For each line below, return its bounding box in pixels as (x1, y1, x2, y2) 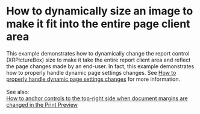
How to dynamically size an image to (6, 4, 193, 18)
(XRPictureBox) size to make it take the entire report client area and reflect (6, 56, 191, 63)
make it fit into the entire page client (6, 17, 191, 31)
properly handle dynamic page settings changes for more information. (6, 75, 181, 83)
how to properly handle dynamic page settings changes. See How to (6, 69, 177, 76)
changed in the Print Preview (6, 101, 78, 108)
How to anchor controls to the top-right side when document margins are (6, 95, 188, 102)
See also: (6, 88, 30, 95)
